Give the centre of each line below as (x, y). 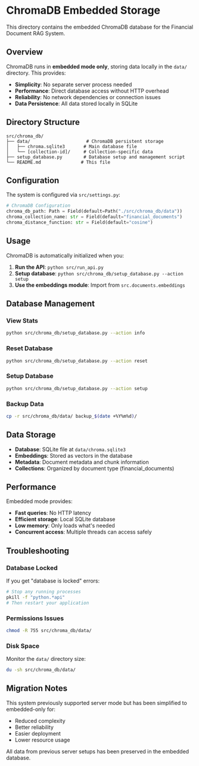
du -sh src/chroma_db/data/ (41, 670)
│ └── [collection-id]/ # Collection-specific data (80, 152)
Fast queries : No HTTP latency (53, 513)
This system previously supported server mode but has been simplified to (97, 703)
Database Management (51, 304)
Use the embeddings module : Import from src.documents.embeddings (100, 285)
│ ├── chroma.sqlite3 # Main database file (71, 146)
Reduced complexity (40, 721)
